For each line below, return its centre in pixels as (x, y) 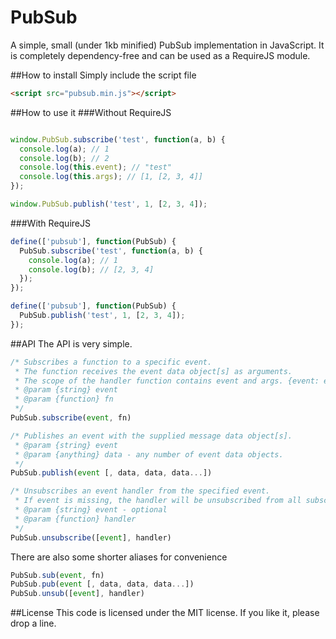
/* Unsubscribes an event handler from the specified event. (140, 491)
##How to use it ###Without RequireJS (91, 112)
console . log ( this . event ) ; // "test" (95, 167)
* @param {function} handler (75, 519)
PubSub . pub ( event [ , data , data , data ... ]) (102, 584)
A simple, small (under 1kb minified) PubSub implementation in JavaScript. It (167, 45)
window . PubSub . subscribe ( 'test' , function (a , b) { (118, 139)
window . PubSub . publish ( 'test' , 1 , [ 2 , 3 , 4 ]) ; (109, 204)
